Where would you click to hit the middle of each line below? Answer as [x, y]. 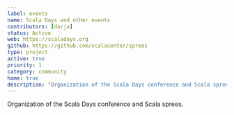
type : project [28, 53]
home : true [23, 78]
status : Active [29, 33]
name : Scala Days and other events [59, 20]
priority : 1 [24, 65]
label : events [28, 14]
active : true [26, 59]
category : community [37, 71]
